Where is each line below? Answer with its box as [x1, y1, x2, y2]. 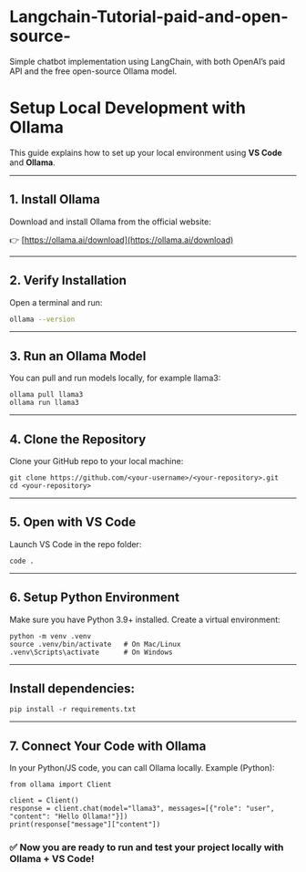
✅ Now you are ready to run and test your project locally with [9, 841, 284, 854]
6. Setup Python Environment [9, 590, 180, 606]
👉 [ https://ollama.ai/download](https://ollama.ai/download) [9, 234, 234, 245]
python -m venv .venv [9, 631, 92, 640]
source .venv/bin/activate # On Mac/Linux [9, 639, 181, 649]
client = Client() [9, 796, 79, 805]
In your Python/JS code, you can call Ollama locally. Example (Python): [9, 763, 275, 773]
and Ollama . [9, 157, 56, 168]
